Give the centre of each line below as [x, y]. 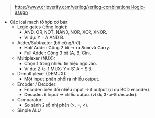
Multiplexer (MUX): [36, 58]
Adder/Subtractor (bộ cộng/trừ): [49, 43]
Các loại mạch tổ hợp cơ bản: [39, 22]
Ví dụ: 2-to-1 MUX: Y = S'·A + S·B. [58, 69]
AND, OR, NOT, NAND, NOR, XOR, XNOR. [66, 32]
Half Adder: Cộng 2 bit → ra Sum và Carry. [67, 48]
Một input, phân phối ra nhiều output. [62, 79]
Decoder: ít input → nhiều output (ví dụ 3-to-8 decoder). [81, 94]
